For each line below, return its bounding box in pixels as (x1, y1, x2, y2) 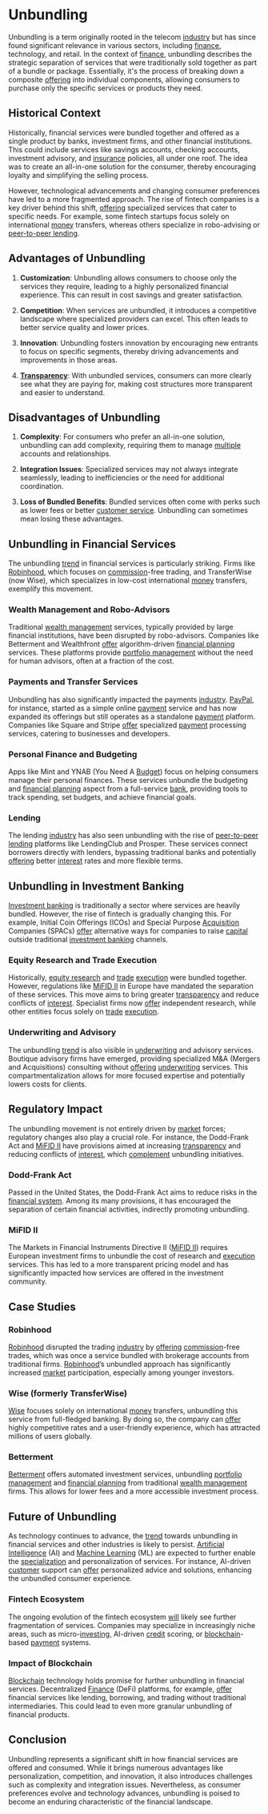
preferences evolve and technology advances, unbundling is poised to (8, 1788, 240, 1798)
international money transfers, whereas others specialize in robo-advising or (8, 220, 260, 229)
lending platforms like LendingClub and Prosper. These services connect (8, 839, 248, 849)
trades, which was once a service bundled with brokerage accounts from (8, 1350, 250, 1360)
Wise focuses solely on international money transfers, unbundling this (8, 1406, 238, 1416)
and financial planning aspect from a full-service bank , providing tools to (8, 784, 248, 794)
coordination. (19, 482, 64, 491)
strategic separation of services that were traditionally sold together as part (8, 58, 258, 67)
